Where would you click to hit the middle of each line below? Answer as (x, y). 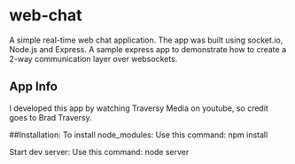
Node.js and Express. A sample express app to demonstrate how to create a (148, 49)
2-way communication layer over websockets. (93, 59)
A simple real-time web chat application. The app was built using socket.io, (146, 40)
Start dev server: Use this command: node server (99, 152)
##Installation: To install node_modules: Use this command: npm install (139, 135)
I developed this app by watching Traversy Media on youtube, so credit (139, 108)
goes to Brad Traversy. (50, 117)
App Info (33, 86)
